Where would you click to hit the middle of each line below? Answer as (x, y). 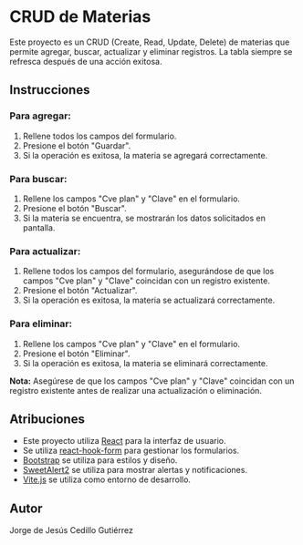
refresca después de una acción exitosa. (86, 61)
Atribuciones (47, 419)
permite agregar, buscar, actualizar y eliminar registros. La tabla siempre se (151, 51)
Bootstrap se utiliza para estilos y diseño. (100, 460)
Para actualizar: (45, 251)
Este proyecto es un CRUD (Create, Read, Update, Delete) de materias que (150, 42)
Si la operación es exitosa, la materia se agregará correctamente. (145, 155)
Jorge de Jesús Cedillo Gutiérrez (72, 530)
